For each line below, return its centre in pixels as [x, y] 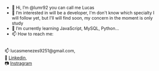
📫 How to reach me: [33, 34]
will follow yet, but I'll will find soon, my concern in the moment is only [82, 18]
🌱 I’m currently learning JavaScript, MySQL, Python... [65, 28]
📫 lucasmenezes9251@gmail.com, [40, 51]
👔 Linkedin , [16, 58]
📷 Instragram [18, 63]
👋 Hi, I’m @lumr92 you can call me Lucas [53, 8]
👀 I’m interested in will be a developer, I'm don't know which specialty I [83, 13]
